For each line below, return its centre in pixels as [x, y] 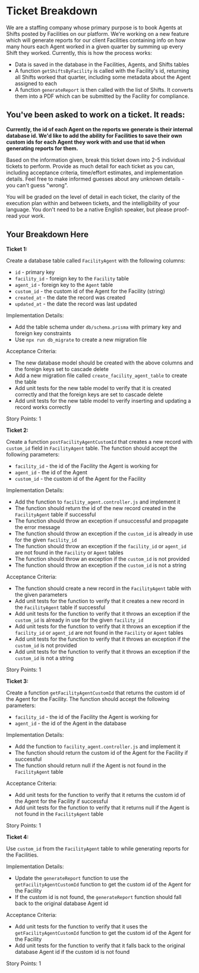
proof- [181, 209]
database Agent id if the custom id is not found [72, 952]
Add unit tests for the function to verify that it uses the [81, 926]
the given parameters [41, 594]
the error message [37, 527]
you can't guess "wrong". [37, 185]
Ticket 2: [17, 430]
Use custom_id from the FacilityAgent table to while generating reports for [97, 848]
